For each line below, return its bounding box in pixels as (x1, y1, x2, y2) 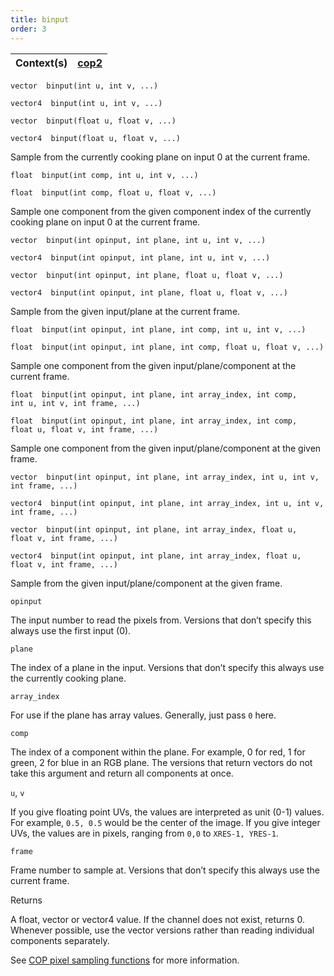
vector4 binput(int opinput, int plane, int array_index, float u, (10, 551, 302, 561)
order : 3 (10, 24, 47, 34)
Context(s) (15, 56, 68, 70)
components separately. (10, 934, 110, 946)
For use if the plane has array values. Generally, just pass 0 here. (10, 709, 277, 721)
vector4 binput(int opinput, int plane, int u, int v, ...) (10, 252, 271, 263)
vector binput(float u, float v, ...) (10, 116, 177, 126)
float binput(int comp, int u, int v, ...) (10, 170, 199, 180)
